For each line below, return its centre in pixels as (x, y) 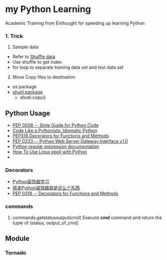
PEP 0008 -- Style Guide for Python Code (55, 125)
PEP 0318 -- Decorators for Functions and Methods (65, 193)
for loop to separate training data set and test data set (68, 67)
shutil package (27, 92)
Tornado (16, 252)
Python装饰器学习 (31, 182)
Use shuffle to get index (37, 62)
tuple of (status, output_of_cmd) (45, 223)
